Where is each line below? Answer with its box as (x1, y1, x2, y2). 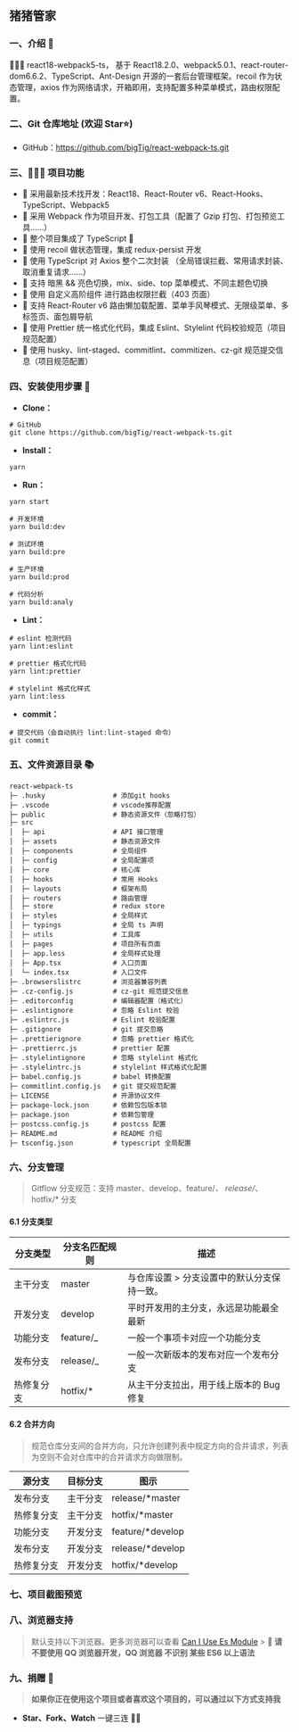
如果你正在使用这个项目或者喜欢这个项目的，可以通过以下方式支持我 (30, 1694, 281, 1704)
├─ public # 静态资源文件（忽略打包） (9, 810, 201, 819)
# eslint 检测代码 (9, 634, 72, 642)
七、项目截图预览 (9, 1587, 83, 1600)
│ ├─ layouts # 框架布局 (9, 884, 149, 893)
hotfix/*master (111, 1508, 174, 1521)
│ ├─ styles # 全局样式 (9, 911, 149, 920)
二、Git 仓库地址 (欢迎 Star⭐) (9, 117, 133, 129)
